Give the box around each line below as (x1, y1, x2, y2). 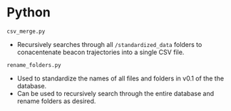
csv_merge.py (6, 28, 46, 35)
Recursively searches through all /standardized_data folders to (16, 40, 202, 48)
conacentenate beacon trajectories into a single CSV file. (16, 48, 185, 56)
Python (6, 4, 51, 21)
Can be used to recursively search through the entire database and (16, 89, 215, 97)
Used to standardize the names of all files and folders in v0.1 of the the (16, 74, 225, 83)
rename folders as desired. (16, 97, 96, 105)
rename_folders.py (6, 61, 61, 68)
